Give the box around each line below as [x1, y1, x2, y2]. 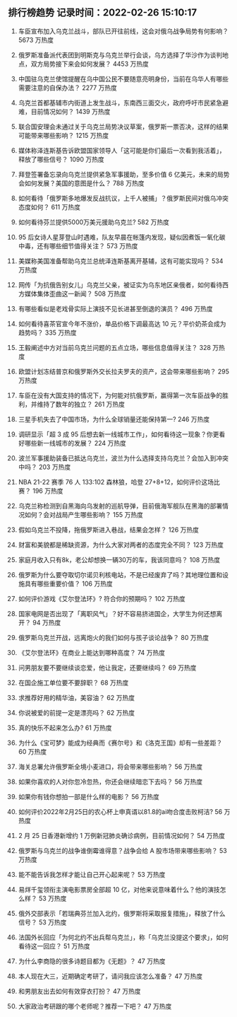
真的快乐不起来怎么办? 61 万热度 [18, 723, 112, 732]
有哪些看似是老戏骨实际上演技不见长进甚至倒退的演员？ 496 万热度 [18, 304, 214, 313]
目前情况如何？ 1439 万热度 [30, 107, 111, 115]
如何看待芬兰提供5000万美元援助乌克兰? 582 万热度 [18, 218, 170, 226]
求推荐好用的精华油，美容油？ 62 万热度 [18, 693, 135, 702]
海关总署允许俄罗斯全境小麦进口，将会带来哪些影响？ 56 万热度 [18, 762, 203, 771]
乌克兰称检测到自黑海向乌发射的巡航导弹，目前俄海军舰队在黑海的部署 [18, 501, 223, 510]
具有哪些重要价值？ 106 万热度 [24, 579, 113, 588]
